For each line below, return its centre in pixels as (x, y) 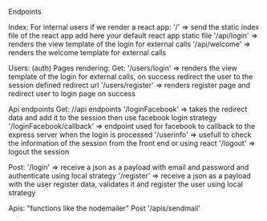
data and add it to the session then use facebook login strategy (113, 118)
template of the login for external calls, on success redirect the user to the (131, 76)
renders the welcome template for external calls (87, 52)
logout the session (39, 152)
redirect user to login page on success (72, 94)
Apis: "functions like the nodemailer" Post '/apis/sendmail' (104, 208)
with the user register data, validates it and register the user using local (125, 184)
